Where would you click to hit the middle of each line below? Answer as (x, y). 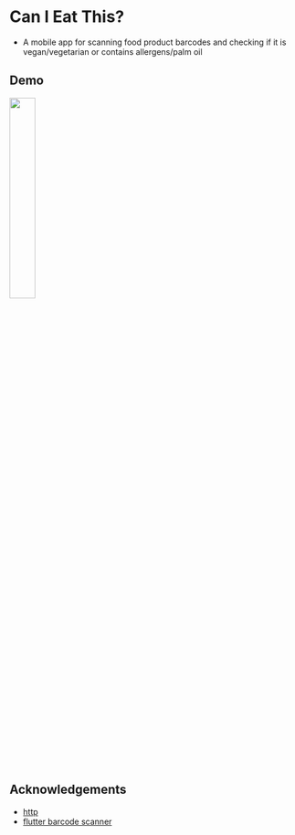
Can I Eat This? (67, 17)
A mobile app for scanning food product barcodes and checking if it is (154, 42)
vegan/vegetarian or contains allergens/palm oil (112, 51)
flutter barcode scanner (67, 821)
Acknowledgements (68, 790)
